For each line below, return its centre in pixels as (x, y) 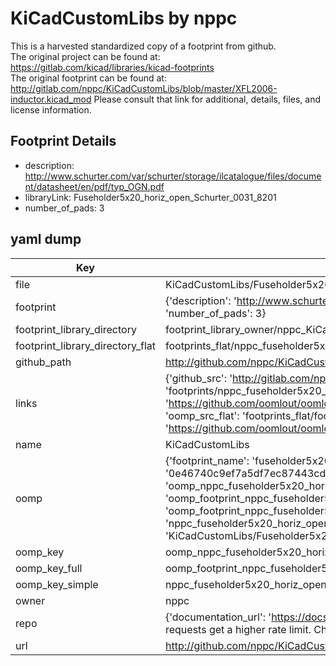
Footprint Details (63, 141)
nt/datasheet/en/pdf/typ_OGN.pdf (94, 186)
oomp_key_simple (57, 584)
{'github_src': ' (198, 378)
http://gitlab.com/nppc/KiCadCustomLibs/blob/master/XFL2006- (144, 88)
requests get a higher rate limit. (238, 629)
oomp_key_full (49, 568)
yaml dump (46, 239)
